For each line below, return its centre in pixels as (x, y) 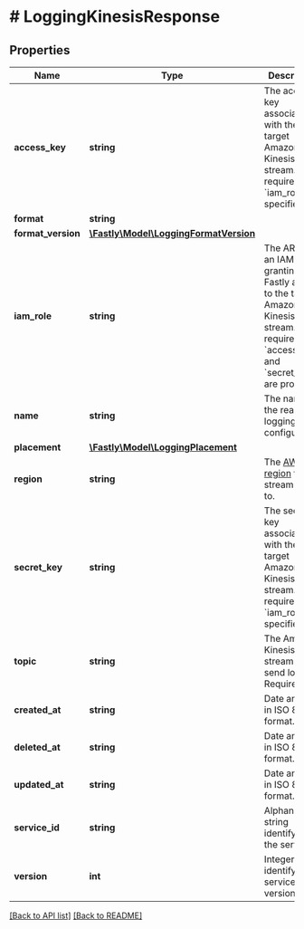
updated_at (39, 785)
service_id (37, 828)
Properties (40, 50)
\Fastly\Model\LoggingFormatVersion (172, 233)
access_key (40, 147)
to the (276, 293)
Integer (279, 859)
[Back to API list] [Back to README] (76, 915)
